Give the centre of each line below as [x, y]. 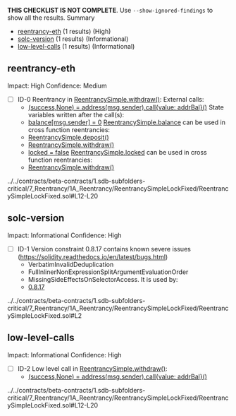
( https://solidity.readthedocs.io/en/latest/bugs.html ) [93, 256]
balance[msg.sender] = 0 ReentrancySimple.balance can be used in [126, 122]
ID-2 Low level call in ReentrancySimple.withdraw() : [92, 368]
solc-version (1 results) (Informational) [73, 39]
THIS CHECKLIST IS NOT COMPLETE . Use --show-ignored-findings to [110, 10]
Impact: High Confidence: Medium [57, 85]
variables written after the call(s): [76, 114]
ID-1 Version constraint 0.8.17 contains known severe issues [104, 249]
